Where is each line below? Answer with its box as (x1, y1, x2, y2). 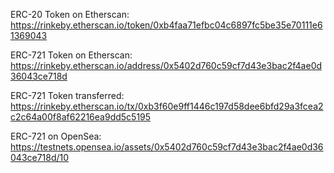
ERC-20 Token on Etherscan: (10, 9, 130, 20)
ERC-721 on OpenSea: (10, 130, 102, 142)
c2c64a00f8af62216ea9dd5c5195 (10, 111, 152, 123)
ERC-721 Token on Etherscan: (10, 49, 133, 61)
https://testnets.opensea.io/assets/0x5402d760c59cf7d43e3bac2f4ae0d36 (10, 141, 324, 153)
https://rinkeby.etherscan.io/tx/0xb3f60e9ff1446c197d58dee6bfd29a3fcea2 (10, 100, 324, 112)
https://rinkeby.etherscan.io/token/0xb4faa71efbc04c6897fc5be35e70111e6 (10, 19, 323, 31)
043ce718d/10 (10, 152, 70, 163)
